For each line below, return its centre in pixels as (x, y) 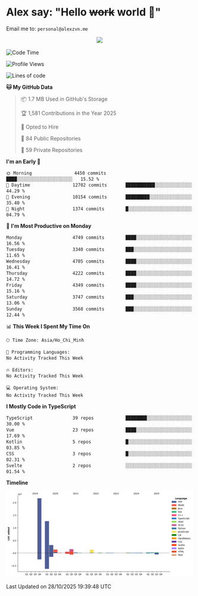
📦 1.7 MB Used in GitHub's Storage (64, 99)
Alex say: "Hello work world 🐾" (84, 12)
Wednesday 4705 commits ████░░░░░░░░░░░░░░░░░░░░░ (99, 261)
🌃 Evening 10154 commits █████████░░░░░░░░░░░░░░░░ (99, 197)
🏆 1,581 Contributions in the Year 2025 (68, 113)
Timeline (17, 482)
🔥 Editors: (20, 370)
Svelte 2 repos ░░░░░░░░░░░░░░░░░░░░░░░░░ (99, 466)
